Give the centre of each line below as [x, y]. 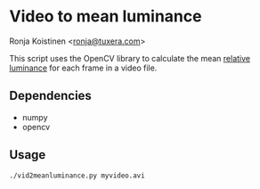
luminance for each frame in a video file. [83, 68]
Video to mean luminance [106, 16]
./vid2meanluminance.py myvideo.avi [77, 176]
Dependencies [50, 96]
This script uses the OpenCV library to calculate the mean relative [130, 58]
